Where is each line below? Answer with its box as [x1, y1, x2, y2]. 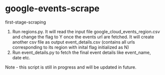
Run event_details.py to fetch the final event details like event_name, [12, 50, 151, 55]
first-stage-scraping [5, 19, 46, 25]
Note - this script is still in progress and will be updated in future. [5, 64, 137, 70]
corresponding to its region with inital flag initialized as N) [12, 44, 130, 50]
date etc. [12, 54, 31, 60]
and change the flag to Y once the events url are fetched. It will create [12, 34, 154, 40]
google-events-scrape [5, 3, 100, 14]
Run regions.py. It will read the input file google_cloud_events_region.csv [12, 28, 160, 34]
